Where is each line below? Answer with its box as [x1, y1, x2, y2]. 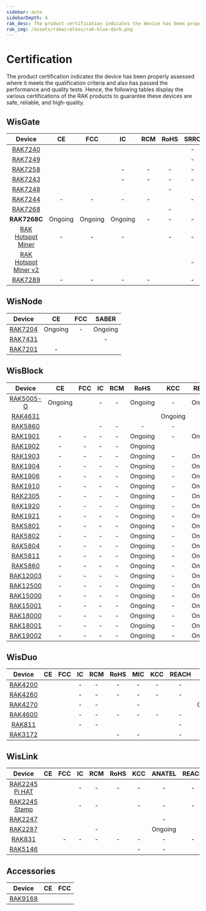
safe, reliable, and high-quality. [6, 99, 85, 106]
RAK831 [11, 835, 36, 844]
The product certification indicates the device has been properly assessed [6, 73, 195, 80]
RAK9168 [9, 894, 38, 903]
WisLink [6, 751, 39, 761]
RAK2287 [9, 825, 38, 834]
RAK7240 [12, 145, 41, 153]
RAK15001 [9, 601, 42, 610]
